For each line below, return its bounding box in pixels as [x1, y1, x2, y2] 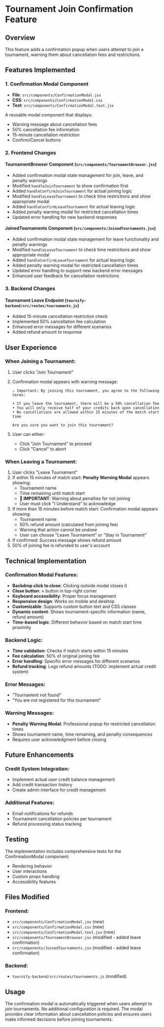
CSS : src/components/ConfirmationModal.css [12, 97, 103, 103]
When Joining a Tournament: [5, 358, 76, 365]
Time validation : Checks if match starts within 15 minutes [12, 648, 129, 654]
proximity [12, 624, 31, 630]
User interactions [12, 868, 47, 874]
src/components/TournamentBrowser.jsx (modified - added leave [12, 935, 141, 941]
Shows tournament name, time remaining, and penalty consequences [12, 731, 153, 737]
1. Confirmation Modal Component [5, 81, 89, 87]
